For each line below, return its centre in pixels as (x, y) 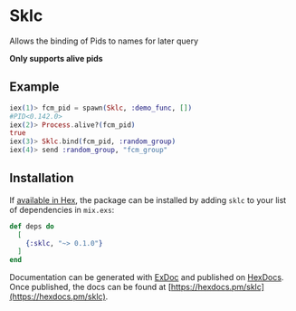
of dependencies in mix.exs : (62, 209)
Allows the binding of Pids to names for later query (104, 41)
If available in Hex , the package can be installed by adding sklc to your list (148, 199)
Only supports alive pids (56, 58)
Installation (42, 178)
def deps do (32, 226)
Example (34, 87)
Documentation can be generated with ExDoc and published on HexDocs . (147, 277)
